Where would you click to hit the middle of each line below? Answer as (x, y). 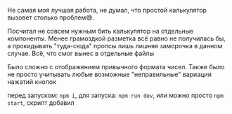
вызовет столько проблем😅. (51, 17)
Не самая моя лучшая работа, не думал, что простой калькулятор (107, 10)
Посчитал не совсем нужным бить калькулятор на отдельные (101, 31)
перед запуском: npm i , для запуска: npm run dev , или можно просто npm (115, 95)
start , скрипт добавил (41, 103)
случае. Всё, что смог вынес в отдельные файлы (81, 53)
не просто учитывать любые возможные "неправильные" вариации (110, 74)
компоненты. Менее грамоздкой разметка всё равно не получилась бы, (117, 38)
